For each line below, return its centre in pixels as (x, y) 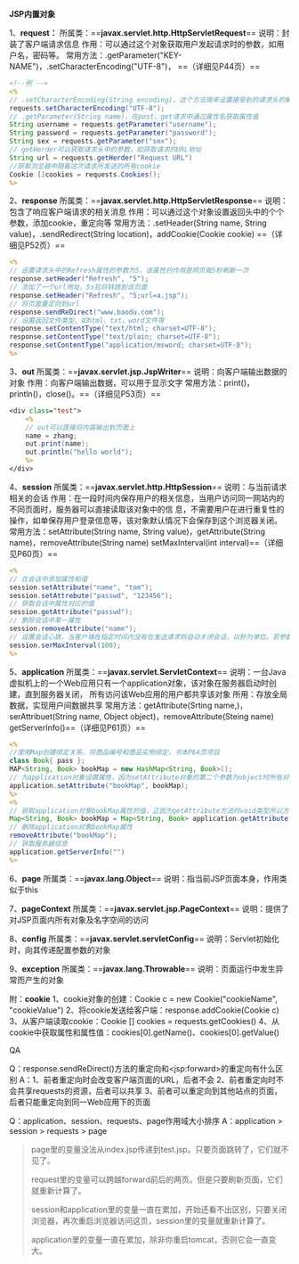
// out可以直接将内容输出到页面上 (81, 427)
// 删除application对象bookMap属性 (71, 827)
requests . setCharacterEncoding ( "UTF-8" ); (87, 108)
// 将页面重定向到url (44, 304)
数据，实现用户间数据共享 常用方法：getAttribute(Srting (111, 705)
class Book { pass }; (48, 761)
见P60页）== (33, 554)
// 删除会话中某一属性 (45, 620)
